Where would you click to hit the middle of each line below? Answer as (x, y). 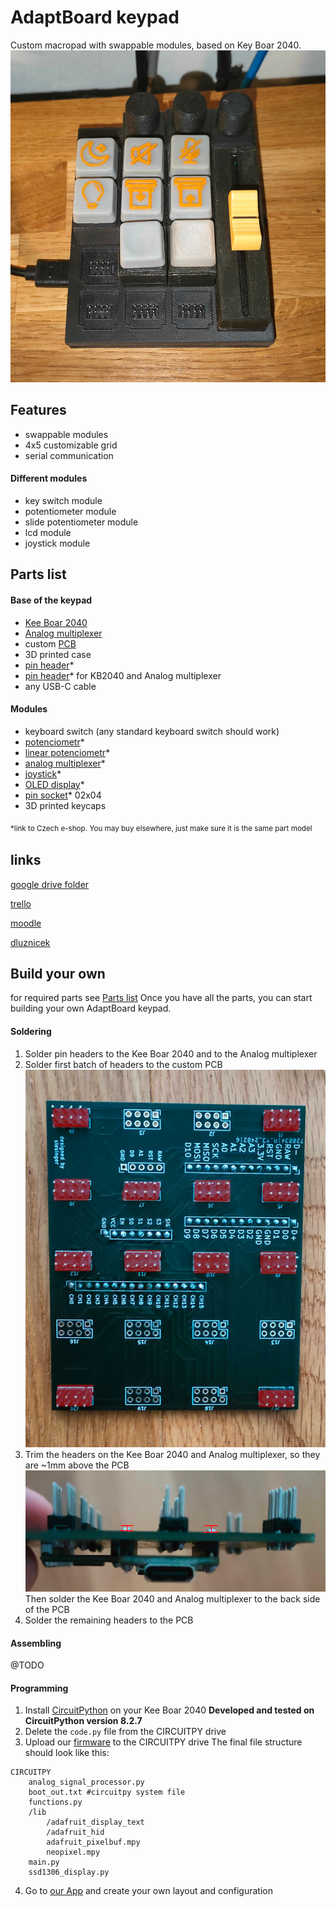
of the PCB (47, 1609)
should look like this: (67, 1753)
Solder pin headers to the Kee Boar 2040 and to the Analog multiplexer (171, 1053)
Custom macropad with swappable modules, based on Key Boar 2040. (156, 45)
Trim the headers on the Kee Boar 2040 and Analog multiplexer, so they (172, 1454)
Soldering (31, 1032)
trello (21, 903)
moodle (26, 923)
